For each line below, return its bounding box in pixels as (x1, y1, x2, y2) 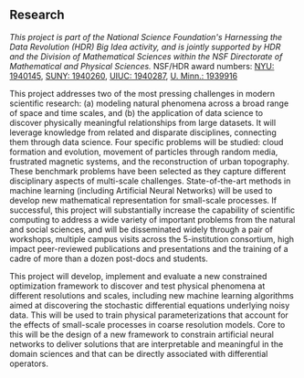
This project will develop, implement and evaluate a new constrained (9, 270, 267, 281)
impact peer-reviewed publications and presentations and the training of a (9, 243, 289, 254)
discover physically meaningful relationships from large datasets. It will (9, 117, 277, 128)
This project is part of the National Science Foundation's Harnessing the (9, 31, 283, 42)
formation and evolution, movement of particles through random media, (9, 146, 278, 157)
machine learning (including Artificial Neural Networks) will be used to (9, 184, 273, 195)
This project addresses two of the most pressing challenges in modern (9, 88, 276, 99)
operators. (9, 358, 48, 369)
